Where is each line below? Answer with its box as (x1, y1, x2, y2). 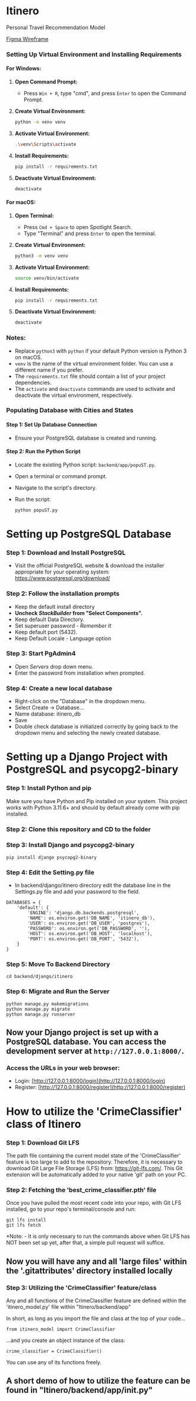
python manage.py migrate (6, 1006, 70, 1012)
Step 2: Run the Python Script (6, 448, 81, 455)
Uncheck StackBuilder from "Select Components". (14, 609, 143, 616)
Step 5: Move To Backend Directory (6, 960, 110, 969)
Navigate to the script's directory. (14, 484, 97, 491)
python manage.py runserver (6, 1011, 76, 1017)
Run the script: (14, 496, 51, 503)
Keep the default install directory (14, 603, 95, 610)
